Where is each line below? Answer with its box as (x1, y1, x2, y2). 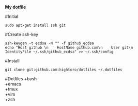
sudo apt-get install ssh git (5, 23, 66, 28)
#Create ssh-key (5, 32, 39, 37)
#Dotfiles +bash (5, 76, 37, 82)
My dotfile (5, 4, 26, 10)
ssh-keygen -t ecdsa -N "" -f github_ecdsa (5, 41, 94, 46)
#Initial (5, 14, 18, 19)
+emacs (5, 81, 21, 87)
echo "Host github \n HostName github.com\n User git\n (5, 45, 133, 50)
